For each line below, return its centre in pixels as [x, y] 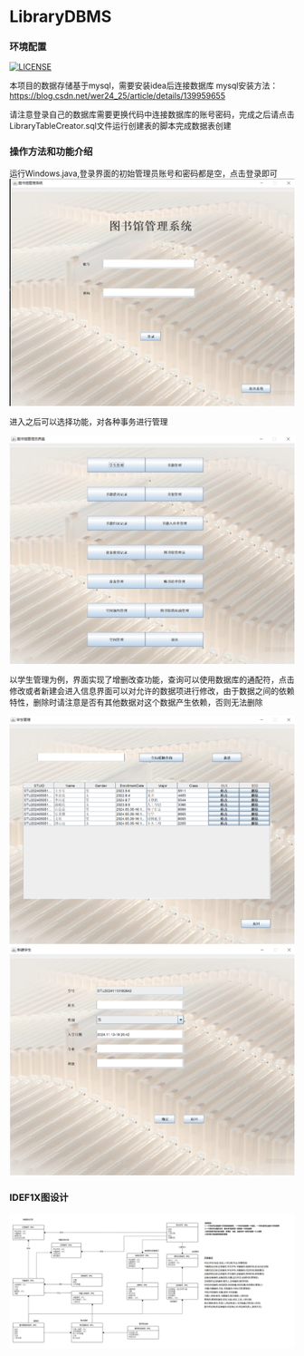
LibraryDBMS [61, 17]
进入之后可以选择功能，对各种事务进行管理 [89, 421]
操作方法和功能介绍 [51, 151]
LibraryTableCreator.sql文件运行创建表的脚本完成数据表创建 [120, 126]
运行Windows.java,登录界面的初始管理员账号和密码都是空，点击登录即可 [143, 173]
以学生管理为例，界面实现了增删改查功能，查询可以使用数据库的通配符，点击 [152, 679]
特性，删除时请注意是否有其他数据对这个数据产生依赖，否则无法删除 [136, 702]
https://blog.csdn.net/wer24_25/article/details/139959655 [118, 96]
